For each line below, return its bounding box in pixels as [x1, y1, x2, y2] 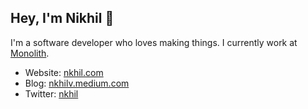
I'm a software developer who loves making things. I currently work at [10, 36, 298, 48]
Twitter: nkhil [24, 87, 79, 100]
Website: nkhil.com [24, 66, 104, 78]
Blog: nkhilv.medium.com [24, 77, 130, 89]
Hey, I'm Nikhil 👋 [10, 10, 115, 27]
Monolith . [10, 47, 50, 59]
